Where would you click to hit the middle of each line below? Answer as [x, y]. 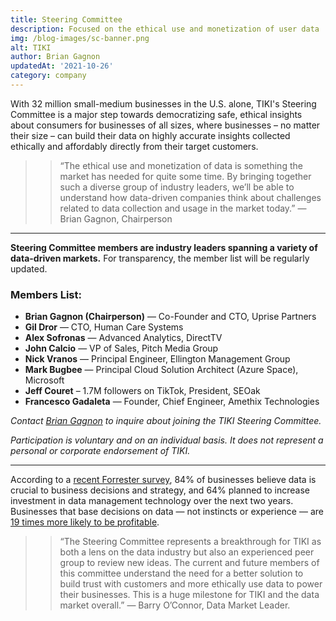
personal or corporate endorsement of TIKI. [100, 451]
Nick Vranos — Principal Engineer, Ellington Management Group [157, 359]
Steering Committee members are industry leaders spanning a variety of [164, 247]
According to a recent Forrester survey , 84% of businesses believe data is [163, 480]
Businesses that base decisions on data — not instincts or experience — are [167, 512]
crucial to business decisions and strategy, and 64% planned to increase [160, 490]
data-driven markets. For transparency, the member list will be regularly [160, 258]
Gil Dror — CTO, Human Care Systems [104, 327]
